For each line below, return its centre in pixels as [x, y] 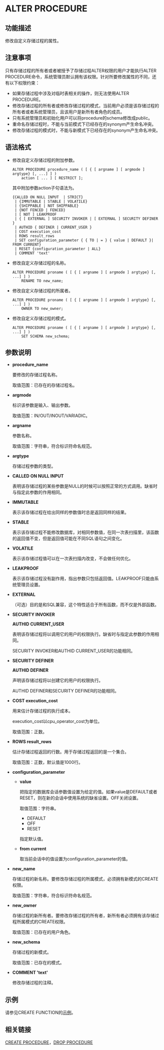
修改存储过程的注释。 [34, 983]
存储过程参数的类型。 [34, 466]
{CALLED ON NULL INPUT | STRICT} [48, 197]
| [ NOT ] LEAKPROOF [35, 214]
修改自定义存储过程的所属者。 [42, 291]
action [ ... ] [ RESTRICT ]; [52, 178]
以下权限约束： [24, 83]
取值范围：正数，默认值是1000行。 [47, 762]
